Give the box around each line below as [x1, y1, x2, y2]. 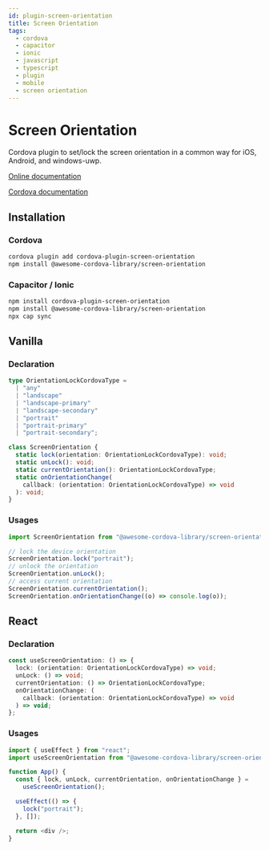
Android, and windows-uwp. [8, 156, 102, 165]
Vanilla [8, 335, 43, 348]
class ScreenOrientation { [8, 443, 98, 452]
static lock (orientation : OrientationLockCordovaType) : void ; [15, 451, 227, 459]
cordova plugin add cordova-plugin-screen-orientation [8, 253, 195, 261]
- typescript [15, 64, 59, 72]
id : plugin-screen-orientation [8, 11, 113, 20]
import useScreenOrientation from [8, 754, 124, 762]
